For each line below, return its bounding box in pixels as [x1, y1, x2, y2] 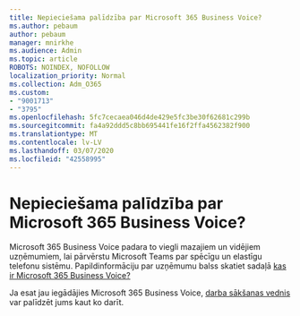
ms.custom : [9, 88, 50, 97]
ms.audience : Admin [9, 47, 82, 56]
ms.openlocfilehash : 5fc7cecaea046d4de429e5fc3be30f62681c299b [9, 113, 251, 122]
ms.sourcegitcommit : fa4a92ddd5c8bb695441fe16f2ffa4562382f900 [9, 122, 251, 131]
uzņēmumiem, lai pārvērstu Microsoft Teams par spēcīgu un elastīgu [9, 252, 262, 262]
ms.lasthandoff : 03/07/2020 [9, 146, 115, 155]
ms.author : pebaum [9, 21, 78, 30]
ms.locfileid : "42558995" [9, 154, 106, 164]
